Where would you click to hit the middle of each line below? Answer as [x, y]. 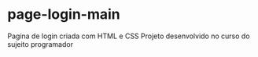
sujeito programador [41, 44]
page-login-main [64, 14]
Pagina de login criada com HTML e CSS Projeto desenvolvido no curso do [129, 36]
